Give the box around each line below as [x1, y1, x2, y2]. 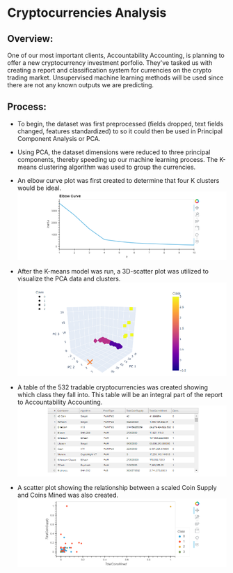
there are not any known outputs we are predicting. [7, 81, 154, 89]
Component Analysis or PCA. [17, 134, 101, 142]
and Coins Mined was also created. [17, 491, 119, 499]
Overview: [7, 33, 54, 45]
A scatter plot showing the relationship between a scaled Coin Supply [17, 483, 217, 491]
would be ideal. [17, 184, 61, 192]
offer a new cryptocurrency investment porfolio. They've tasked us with [7, 59, 213, 67]
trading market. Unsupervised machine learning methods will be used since [7, 73, 224, 82]
